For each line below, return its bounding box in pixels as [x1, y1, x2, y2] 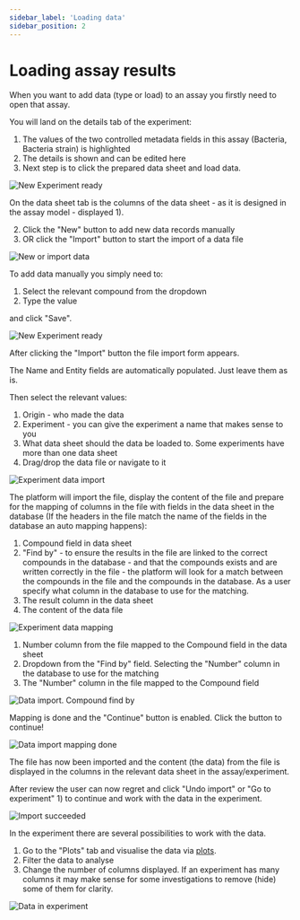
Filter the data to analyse [21, 854, 115, 866]
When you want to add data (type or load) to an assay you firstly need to [9, 90, 278, 101]
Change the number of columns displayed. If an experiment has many [21, 864, 280, 875]
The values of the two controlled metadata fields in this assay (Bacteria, [21, 134, 287, 145]
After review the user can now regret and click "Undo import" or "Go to [9, 784, 271, 794]
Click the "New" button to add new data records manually [21, 224, 236, 235]
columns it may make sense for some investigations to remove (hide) [21, 874, 277, 885]
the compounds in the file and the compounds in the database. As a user [21, 576, 291, 587]
